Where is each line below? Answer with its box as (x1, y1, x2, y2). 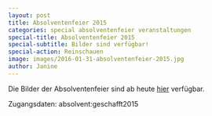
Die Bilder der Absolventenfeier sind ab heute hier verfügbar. (8, 84, 206, 93)
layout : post (8, 11, 51, 20)
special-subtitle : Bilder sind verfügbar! (8, 41, 149, 49)
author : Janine (8, 63, 58, 71)
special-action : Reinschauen (8, 48, 104, 56)
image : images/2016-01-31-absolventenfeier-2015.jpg (8, 56, 185, 63)
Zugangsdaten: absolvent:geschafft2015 (8, 99, 139, 108)
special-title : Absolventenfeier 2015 (8, 33, 135, 42)
